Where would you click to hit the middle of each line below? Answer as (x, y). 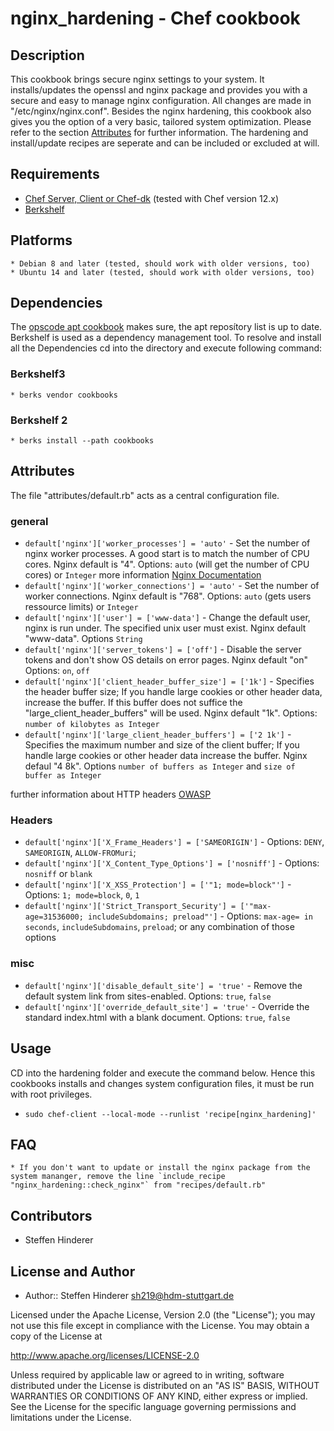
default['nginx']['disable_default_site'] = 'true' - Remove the (163, 985)
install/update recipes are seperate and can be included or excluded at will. (165, 143)
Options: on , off (57, 671)
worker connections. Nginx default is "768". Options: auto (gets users (168, 596)
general (29, 521)
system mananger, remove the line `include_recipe (118, 1177)
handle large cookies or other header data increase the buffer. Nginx (166, 756)
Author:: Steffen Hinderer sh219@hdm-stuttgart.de (129, 1295)
